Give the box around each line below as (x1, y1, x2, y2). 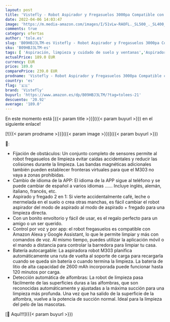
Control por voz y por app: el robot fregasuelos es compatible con (12, 226, 151, 232)
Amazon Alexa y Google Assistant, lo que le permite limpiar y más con (12, 231, 159, 237)
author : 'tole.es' (5, 36, 44, 41)
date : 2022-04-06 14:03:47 (5, 17, 62, 22)
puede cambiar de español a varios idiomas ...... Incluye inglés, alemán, (12, 183, 162, 189)
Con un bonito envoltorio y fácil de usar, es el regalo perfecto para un (12, 215, 158, 221)
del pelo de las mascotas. (12, 301, 66, 307)
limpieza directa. (12, 210, 47, 216)
